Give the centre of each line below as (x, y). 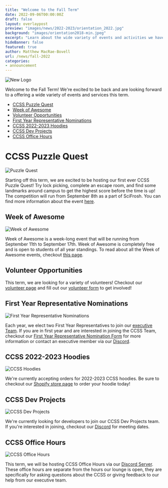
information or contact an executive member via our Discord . (68, 341)
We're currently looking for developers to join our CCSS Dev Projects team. (82, 421)
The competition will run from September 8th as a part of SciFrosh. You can (83, 196)
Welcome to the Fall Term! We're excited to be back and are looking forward (83, 89)
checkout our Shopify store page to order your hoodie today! (68, 384)
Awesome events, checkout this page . (44, 254)
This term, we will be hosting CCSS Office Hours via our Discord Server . (79, 464)
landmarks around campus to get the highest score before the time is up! (80, 191)
